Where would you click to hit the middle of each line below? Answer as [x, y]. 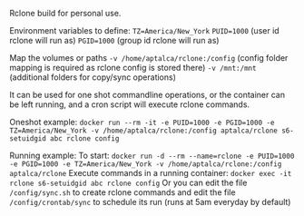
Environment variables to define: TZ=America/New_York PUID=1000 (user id [144, 30]
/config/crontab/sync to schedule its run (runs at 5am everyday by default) [150, 202]
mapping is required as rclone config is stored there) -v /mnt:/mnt [133, 68]
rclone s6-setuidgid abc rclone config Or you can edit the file [128, 182]
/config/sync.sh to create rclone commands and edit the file [123, 192]
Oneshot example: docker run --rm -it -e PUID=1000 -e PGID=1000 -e [142, 122]
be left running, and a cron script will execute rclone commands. [130, 104]
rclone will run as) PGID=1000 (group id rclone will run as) [114, 40]
